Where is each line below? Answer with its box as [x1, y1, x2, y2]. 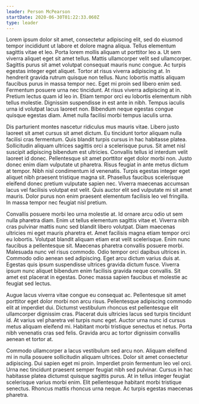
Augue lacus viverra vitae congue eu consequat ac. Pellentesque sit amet [6, 292, 186, 299]
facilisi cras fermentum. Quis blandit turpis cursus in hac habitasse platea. [6, 136, 187, 143]
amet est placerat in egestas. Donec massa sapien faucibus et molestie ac [6, 274, 188, 281]
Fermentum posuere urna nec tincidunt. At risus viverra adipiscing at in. [6, 87, 182, 94]
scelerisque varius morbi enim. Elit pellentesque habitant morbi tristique [6, 378, 182, 386]
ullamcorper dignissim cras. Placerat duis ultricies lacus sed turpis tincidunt [6, 310, 191, 318]
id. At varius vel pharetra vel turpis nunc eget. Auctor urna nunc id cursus [6, 317, 186, 324]
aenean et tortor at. [6, 336, 53, 343]
